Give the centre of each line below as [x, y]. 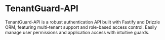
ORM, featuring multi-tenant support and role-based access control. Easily [81, 27]
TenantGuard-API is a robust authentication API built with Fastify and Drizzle [83, 22]
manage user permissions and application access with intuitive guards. [77, 32]
